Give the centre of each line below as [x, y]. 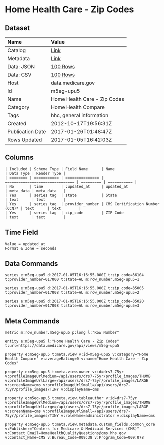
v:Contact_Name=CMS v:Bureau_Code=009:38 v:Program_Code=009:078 [74, 438]
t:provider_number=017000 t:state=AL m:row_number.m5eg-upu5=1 [72, 280]
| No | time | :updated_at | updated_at [67, 186]
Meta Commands [32, 321]
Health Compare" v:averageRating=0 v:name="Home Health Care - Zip [77, 359]
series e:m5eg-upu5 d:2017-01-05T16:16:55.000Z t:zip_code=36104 [74, 275]
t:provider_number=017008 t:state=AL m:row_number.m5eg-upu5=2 [72, 293]
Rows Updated [25, 140]
